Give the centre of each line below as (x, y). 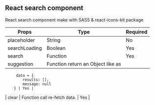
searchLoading (25, 48)
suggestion (20, 64)
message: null (37, 84)
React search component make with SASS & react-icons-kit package (74, 20)
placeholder (21, 40)
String (54, 40)
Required (137, 32)
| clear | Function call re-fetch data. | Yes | (47, 97)
